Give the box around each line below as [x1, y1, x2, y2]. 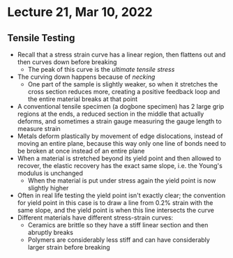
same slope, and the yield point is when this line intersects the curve [17, 206, 215, 214]
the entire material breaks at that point [27, 95, 138, 103]
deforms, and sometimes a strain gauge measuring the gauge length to [17, 117, 222, 126]
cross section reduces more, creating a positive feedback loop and [27, 88, 220, 96]
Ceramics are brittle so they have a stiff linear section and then [27, 221, 209, 229]
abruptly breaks [27, 228, 73, 236]
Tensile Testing [7, 32, 75, 44]
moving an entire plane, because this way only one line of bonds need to [17, 139, 227, 147]
